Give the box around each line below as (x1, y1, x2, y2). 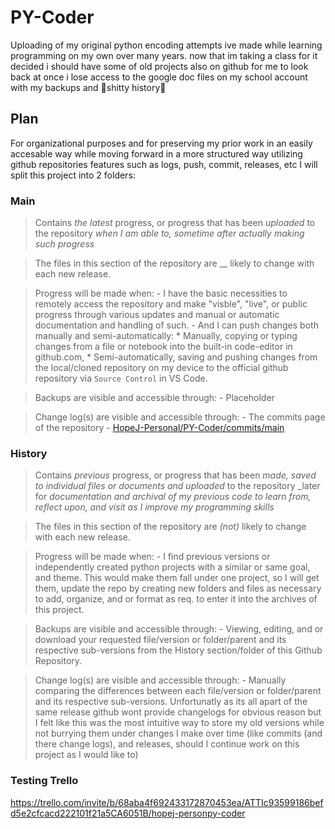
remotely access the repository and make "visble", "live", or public (34, 298, 308, 310)
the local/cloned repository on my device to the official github (34, 362, 289, 374)
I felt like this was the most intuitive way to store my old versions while (34, 717, 325, 729)
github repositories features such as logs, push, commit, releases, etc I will (10, 158, 318, 170)
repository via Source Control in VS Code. (34, 372, 208, 385)
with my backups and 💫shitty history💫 (10, 81, 167, 93)
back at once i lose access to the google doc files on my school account (10, 71, 308, 83)
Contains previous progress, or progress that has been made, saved (34, 469, 317, 481)
